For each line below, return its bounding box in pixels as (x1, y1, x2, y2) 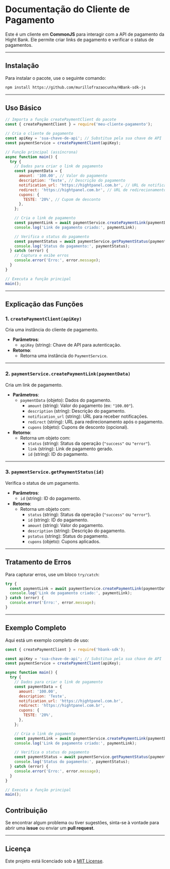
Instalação (5, 61, 39, 70)
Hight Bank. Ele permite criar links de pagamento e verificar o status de (5, 37, 154, 43)
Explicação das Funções (5, 300, 83, 308)
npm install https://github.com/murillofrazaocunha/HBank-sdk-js (5, 85, 146, 90)
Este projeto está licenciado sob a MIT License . (5, 858, 104, 864)
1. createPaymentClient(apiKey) (5, 315, 82, 322)
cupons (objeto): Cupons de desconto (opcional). (27, 424, 129, 430)
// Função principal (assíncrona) (5, 149, 78, 154)
